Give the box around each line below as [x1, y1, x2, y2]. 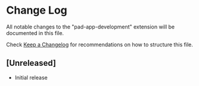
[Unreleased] [6, 58, 57, 68]
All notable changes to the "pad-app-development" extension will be [6, 23, 175, 30]
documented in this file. [6, 29, 64, 36]
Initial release [14, 74, 48, 81]
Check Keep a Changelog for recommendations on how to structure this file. [6, 41, 194, 48]
